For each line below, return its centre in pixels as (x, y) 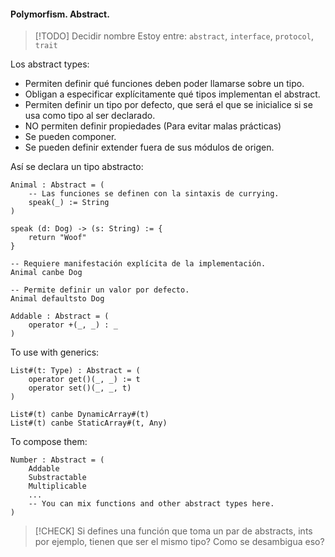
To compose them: (49, 442)
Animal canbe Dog (46, 273)
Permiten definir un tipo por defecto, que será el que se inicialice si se (168, 105)
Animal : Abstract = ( (57, 185)
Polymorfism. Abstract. (60, 14)
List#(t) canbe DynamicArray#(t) (80, 415)
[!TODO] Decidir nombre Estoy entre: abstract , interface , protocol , (174, 36)
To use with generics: (55, 352)
